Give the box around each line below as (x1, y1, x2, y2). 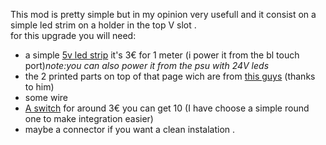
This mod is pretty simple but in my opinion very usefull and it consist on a (10, 9, 317, 20)
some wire (24, 92, 68, 103)
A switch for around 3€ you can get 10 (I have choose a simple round (24, 102, 310, 114)
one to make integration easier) (24, 113, 154, 124)
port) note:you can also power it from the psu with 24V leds (24, 60, 270, 71)
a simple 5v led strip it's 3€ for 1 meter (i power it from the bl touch (24, 49, 300, 61)
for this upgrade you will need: (10, 30, 137, 41)
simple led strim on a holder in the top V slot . (10, 19, 197, 31)
